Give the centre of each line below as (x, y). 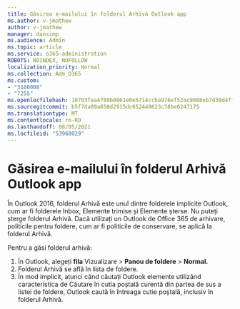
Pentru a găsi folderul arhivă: (50, 248)
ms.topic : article (35, 47)
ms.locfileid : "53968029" (46, 133)
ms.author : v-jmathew (40, 21)
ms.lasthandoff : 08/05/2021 (49, 127)
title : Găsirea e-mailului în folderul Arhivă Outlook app (97, 14)
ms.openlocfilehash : (38, 101)
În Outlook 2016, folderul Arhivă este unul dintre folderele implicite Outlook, (118, 203)
